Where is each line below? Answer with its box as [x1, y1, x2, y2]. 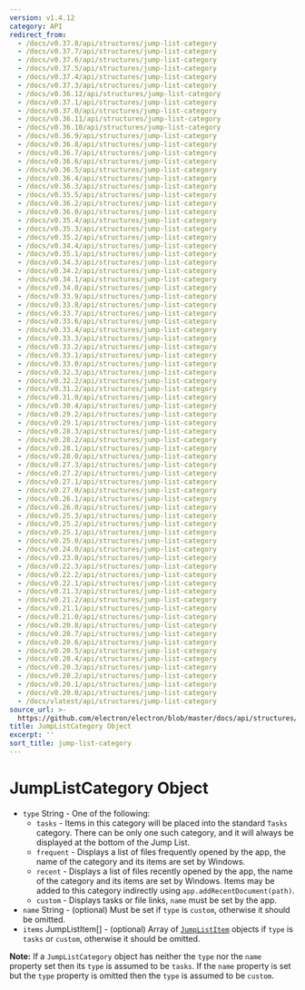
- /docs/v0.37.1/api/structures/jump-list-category [17, 97, 218, 107]
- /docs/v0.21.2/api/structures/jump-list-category [17, 595, 218, 604]
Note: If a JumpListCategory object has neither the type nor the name [9, 950, 261, 962]
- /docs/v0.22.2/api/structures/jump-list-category [17, 570, 218, 579]
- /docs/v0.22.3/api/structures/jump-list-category [17, 562, 218, 571]
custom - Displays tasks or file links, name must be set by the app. [35, 895, 278, 906]
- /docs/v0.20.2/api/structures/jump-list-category [17, 671, 218, 681]
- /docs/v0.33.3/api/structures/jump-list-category [17, 334, 218, 343]
